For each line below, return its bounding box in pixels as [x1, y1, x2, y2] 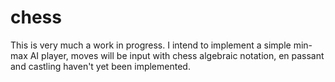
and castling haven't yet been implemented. [10, 60, 191, 72]
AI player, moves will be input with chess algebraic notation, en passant [29, 49, 325, 61]
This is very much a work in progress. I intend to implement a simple [10, 39, 292, 51]
